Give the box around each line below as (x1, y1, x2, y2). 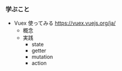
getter (31, 47, 46, 54)
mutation (31, 53, 53, 60)
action (31, 60, 47, 67)
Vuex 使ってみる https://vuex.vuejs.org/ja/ (13, 19, 116, 27)
